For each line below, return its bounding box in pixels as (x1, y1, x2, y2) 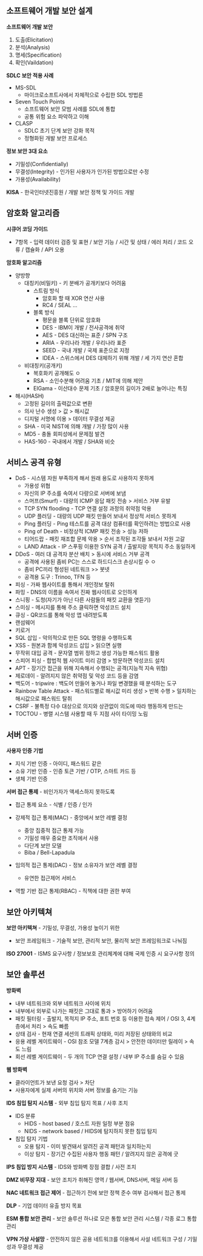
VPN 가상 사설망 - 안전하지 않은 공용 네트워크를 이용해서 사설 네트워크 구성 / (6, 1235, 187, 1243)
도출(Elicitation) (15, 36, 53, 43)
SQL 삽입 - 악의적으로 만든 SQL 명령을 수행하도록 (15, 634, 132, 642)
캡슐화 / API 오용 (25, 246, 65, 253)
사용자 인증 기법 (6, 747, 44, 754)
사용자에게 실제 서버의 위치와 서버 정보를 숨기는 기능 (15, 1086, 138, 1094)
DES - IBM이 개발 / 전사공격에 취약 (42, 324, 125, 331)
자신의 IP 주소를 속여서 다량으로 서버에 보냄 (24, 490, 126, 497)
